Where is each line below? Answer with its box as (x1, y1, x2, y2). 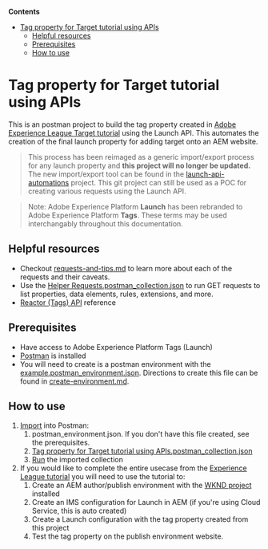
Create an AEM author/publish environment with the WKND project (31, 481, 252, 490)
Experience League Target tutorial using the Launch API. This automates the (8, 128, 259, 137)
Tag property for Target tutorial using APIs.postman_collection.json (31, 446, 253, 456)
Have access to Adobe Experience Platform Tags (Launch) (19, 342, 214, 352)
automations (27, 177, 70, 187)
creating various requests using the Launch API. (27, 186, 186, 196)
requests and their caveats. (19, 272, 110, 282)
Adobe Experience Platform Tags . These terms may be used (27, 210, 228, 220)
